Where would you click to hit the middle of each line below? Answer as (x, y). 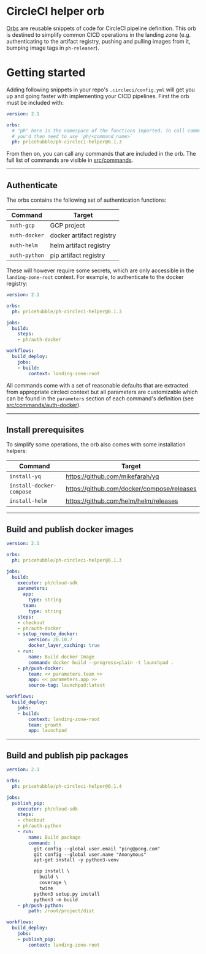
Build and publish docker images (70, 529)
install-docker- (33, 486)
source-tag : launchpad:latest (67, 685)
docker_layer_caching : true (64, 646)
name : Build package (55, 837)
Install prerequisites (45, 429)
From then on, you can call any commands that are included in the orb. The (101, 154)
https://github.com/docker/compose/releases (131, 489)
